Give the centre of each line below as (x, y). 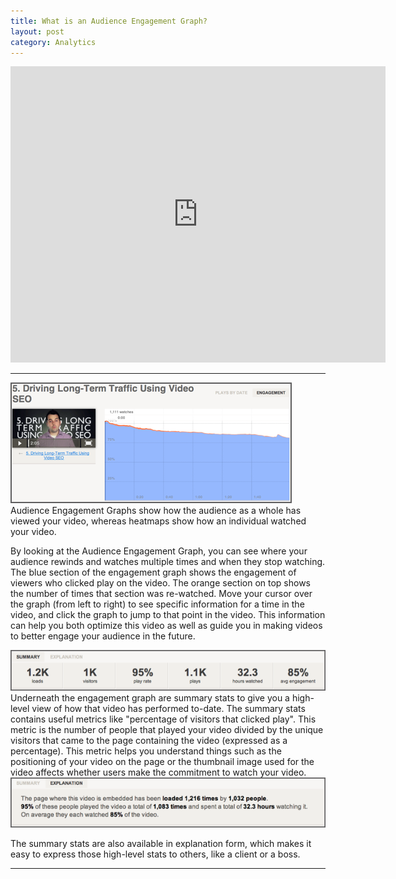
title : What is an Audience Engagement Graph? (109, 21)
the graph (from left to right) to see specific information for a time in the (157, 604)
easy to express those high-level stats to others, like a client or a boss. (155, 854)
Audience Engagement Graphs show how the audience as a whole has (156, 511)
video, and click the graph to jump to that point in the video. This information (168, 615)
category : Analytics (53, 42)
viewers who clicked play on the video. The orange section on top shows (160, 583)
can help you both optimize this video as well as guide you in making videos (166, 626)
